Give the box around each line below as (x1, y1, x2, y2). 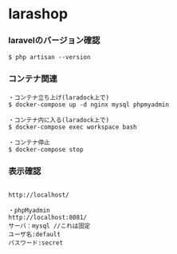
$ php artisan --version (8, 54, 91, 62)
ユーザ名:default (8, 231, 61, 239)
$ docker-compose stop (8, 145, 84, 153)
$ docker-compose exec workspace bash (8, 123, 137, 131)
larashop (8, 5, 69, 23)
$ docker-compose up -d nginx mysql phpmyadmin (8, 101, 170, 109)
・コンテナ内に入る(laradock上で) (8, 116, 110, 124)
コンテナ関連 (8, 73, 58, 85)
